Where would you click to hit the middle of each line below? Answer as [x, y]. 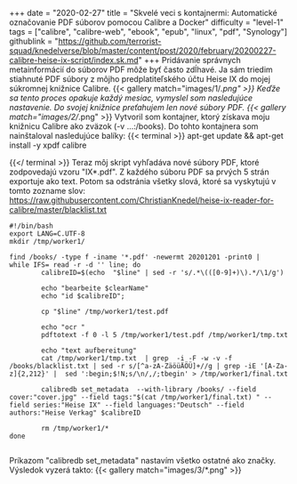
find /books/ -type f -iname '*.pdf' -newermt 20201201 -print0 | [135, 257]
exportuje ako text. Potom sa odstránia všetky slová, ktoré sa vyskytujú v [143, 181]
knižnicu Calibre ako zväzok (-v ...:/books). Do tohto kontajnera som [134, 126]
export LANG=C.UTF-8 [48, 234]
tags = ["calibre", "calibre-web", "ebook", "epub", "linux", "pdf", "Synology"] [148, 32]
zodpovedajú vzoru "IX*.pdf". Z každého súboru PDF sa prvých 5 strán [139, 172]
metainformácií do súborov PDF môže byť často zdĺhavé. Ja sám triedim [141, 69]
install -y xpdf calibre [48, 145]
